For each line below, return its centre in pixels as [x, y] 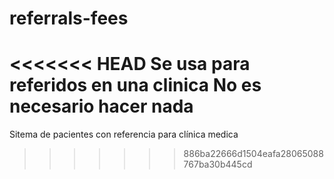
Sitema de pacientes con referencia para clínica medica [124, 134]
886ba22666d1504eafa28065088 [253, 154]
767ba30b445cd [218, 164]
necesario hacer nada [101, 106]
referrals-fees [69, 18]
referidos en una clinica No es [135, 85]
